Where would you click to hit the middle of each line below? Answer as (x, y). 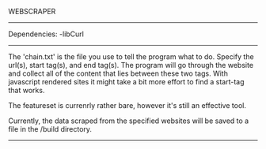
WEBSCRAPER (32, 11)
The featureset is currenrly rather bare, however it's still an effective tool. (127, 105)
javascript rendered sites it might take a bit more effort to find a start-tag (126, 82)
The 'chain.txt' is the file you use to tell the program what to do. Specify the (131, 57)
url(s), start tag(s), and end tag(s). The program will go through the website (131, 65)
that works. (27, 90)
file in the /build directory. (50, 129)
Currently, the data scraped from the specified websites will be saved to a (129, 121)
